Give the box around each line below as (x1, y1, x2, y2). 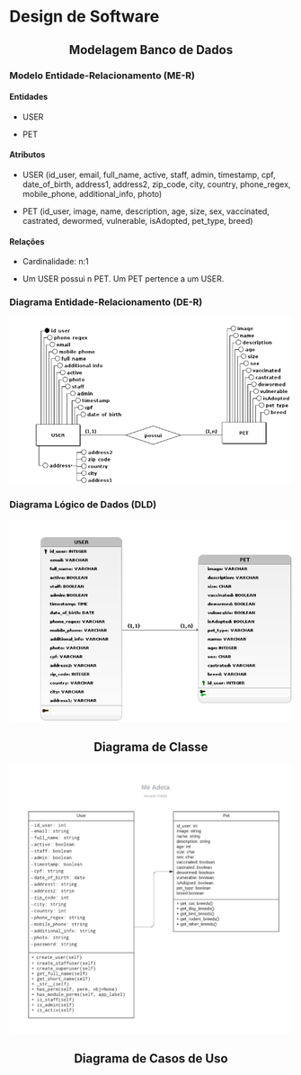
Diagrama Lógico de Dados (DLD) (9, 498, 157, 511)
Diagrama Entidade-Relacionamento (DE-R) (9, 296, 203, 309)
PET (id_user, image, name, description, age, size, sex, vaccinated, (22, 205, 270, 217)
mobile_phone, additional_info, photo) (22, 188, 163, 199)
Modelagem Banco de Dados (68, 42, 234, 58)
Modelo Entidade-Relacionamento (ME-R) (9, 69, 196, 82)
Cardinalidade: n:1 (22, 256, 89, 267)
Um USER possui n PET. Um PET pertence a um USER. (22, 273, 225, 284)
